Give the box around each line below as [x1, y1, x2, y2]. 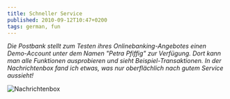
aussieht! [7, 71, 33, 80]
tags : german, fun [7, 23, 61, 30]
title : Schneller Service [7, 10, 82, 17]
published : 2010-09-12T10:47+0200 [7, 17, 108, 24]
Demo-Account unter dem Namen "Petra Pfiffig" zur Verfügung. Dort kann [7, 49, 222, 57]
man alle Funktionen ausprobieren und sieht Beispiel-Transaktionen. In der [7, 57, 222, 65]
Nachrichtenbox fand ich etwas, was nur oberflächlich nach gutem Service [7, 64, 224, 73]
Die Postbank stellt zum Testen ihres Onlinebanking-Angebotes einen [7, 42, 207, 51]
